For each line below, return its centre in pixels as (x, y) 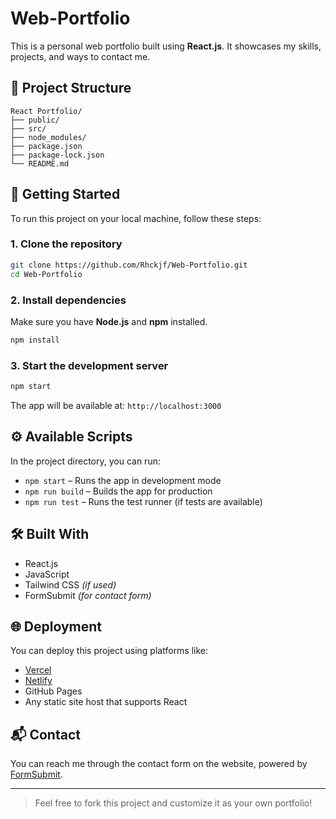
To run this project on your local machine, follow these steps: (136, 218)
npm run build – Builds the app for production (118, 491)
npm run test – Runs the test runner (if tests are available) (143, 501)
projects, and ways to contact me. (80, 56)
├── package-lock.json (57, 155)
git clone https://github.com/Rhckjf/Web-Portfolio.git (129, 265)
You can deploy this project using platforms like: (109, 651)
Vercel (38, 670)
